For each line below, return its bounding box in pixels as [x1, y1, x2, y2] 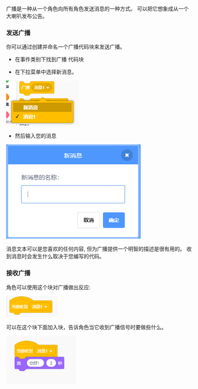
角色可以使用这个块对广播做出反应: [6, 283, 91, 291]
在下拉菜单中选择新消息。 [14, 69, 77, 76]
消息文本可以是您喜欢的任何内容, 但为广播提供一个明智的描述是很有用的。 [6, 245, 185, 252]
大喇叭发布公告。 [6, 12, 48, 20]
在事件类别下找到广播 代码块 [14, 56, 84, 63]
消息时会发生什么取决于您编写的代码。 [11, 253, 105, 260]
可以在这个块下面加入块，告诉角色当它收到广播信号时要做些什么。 [6, 323, 167, 330]
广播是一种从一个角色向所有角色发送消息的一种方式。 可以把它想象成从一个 [6, 5, 189, 12]
